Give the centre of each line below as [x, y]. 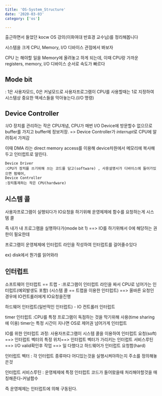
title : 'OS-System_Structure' [36, 9]
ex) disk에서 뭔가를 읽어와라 [32, 255]
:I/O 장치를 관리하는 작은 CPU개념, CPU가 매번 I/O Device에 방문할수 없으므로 [79, 126]
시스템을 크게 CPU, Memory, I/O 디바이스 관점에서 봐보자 [59, 48]
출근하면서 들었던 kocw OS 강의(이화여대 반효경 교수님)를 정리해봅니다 [72, 37]
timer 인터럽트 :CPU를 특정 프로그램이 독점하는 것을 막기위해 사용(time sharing [80, 317]
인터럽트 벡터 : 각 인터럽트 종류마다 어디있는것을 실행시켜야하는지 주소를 [73, 356]
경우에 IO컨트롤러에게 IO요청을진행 [38, 296]
